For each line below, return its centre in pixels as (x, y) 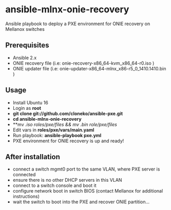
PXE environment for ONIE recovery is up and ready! (68, 141)
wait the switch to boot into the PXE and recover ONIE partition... (81, 202)
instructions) (26, 197)
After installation (33, 157)
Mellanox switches (25, 29)
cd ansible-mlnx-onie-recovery (47, 119)
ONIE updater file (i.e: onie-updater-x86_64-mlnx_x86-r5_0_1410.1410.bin (89, 68)
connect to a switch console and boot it (54, 185)
